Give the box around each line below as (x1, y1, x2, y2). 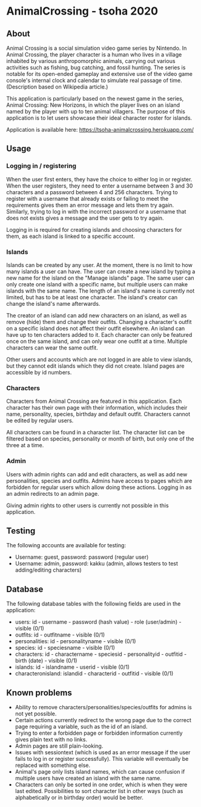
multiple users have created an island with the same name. (15, 775, 162, 782)
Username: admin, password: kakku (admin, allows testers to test (15, 560, 179, 567)
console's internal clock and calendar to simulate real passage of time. (6, 77, 183, 84)
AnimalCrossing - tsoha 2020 (6, 4, 159, 18)
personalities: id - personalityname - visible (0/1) (15, 638, 136, 645)
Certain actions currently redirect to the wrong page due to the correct (15, 717, 192, 724)
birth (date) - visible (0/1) (15, 657, 77, 664)
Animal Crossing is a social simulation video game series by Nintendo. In (6, 44, 187, 52)
